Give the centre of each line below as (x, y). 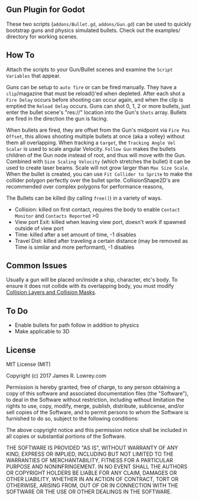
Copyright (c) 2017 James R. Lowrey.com (56, 376)
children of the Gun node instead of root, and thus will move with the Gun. (96, 155)
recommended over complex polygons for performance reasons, (85, 186)
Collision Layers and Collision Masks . (51, 293)
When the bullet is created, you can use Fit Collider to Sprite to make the (99, 174)
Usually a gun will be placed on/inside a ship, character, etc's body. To (92, 280)
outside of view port (39, 228)
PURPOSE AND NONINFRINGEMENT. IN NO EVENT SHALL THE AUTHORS (97, 467)
